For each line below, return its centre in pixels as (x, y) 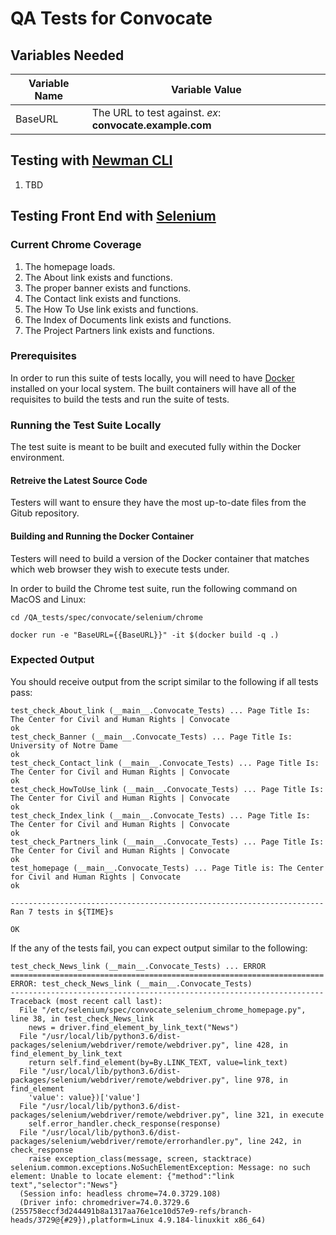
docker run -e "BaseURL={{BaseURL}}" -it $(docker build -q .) (145, 635)
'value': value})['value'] (84, 1097)
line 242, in (274, 1141)
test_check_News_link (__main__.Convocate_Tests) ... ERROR (138, 966)
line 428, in (260, 1045)
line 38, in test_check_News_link (82, 1018)
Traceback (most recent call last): (86, 1001)
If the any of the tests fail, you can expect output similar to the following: (159, 948)
